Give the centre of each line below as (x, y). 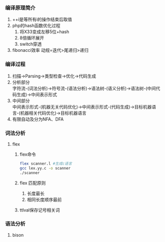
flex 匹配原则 (33, 183)
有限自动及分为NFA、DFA (38, 119)
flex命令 (28, 154)
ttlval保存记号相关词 (40, 210)
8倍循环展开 (32, 38)
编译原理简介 (20, 7)
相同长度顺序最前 (44, 199)
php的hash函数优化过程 (36, 26)
